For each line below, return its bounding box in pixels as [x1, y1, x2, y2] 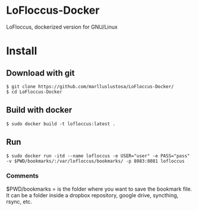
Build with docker [6, 105, 73, 115]
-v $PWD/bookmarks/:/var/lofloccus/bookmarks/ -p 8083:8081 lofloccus [6, 158, 185, 164]
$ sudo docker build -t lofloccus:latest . [6, 120, 116, 127]
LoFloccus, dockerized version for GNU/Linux [6, 23, 118, 30]
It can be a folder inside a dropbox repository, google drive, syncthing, [6, 191, 179, 198]
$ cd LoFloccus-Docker [6, 89, 62, 95]
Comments [6, 172, 39, 180]
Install [6, 44, 37, 58]
